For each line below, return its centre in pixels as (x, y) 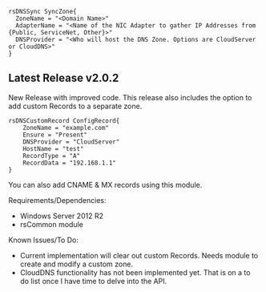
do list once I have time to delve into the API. (93, 281)
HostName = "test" (53, 148)
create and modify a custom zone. (77, 264)
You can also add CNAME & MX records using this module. (105, 185)
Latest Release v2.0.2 (64, 78)
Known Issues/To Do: (43, 240)
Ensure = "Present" (55, 135)
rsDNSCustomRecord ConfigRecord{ (64, 120)
